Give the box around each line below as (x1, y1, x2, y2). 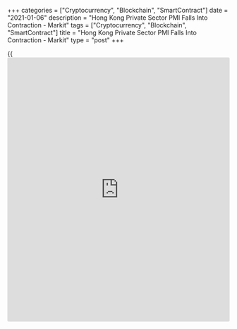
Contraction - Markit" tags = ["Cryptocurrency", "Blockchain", (7, 21, 187, 29)
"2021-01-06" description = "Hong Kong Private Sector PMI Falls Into (7, 13, 208, 22)
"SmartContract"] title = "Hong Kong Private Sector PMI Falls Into (7, 28, 197, 37)
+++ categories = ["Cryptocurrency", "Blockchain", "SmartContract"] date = (7, 6, 229, 14)
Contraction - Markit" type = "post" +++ (7, 36, 124, 44)
